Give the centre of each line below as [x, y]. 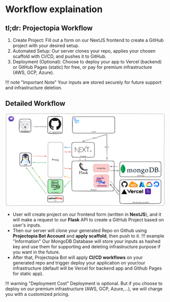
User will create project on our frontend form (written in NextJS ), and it [87, 214]
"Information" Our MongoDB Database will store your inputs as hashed [87, 241]
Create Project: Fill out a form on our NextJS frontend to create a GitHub [88, 40]
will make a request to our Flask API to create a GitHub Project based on [88, 220]
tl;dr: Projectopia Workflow [49, 28]
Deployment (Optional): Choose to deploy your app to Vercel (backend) [87, 62]
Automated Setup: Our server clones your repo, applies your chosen [84, 51]
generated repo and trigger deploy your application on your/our [79, 263]
